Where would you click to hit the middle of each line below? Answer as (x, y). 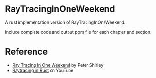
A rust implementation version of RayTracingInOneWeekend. (65, 22)
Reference (26, 52)
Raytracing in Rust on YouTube (43, 70)
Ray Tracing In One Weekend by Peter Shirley (58, 65)
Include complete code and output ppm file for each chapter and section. (78, 32)
